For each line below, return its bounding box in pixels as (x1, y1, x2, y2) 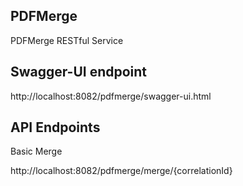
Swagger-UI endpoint (10, 64, 148, 81)
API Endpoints (10, 119, 101, 136)
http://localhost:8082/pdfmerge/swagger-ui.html (10, 90, 212, 102)
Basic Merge (10, 145, 63, 158)
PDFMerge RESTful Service (10, 34, 124, 46)
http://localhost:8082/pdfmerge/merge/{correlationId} (10, 165, 233, 177)
